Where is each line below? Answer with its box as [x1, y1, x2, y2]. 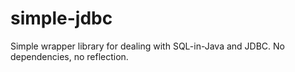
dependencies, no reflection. [10, 50, 129, 62]
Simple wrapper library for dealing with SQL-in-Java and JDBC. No [10, 40, 285, 52]
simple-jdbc [10, 7, 113, 30]
